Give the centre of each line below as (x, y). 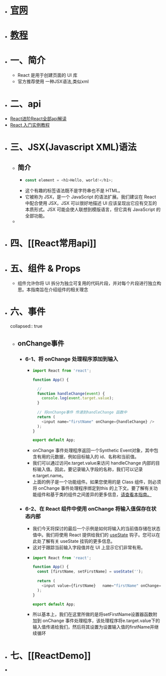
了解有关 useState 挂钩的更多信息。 (78, 541)
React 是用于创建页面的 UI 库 (48, 75)
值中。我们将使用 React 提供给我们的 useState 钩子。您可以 (94, 535)
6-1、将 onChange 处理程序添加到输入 (71, 359)
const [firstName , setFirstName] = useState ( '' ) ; (90, 572)
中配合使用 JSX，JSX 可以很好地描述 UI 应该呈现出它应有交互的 (91, 203)
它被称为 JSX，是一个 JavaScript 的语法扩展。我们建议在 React (91, 197)
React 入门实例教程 (30, 125)
